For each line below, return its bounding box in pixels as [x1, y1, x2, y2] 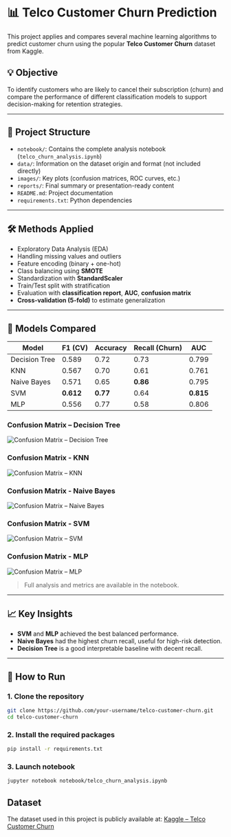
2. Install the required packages [7, 729, 115, 739]
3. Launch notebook [7, 762, 76, 772]
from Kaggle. [7, 47, 44, 55]
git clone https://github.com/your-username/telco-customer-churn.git [7, 707, 214, 714]
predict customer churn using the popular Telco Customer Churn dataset [7, 39, 216, 48]
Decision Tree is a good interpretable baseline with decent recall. [16, 645, 203, 653]
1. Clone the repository [7, 692, 85, 701]
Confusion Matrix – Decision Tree [7, 421, 121, 430]
